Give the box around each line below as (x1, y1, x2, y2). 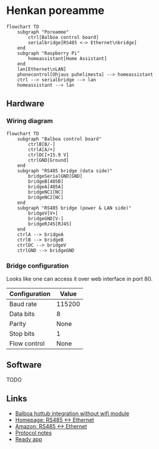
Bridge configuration (6, 262, 69, 270)
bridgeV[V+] (28, 210, 59, 216)
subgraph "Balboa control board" (17, 136, 102, 142)
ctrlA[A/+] (28, 146, 56, 152)
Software (6, 360, 42, 370)
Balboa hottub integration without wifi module (15, 410, 129, 417)
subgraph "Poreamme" (17, 29, 69, 35)
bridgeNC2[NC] (28, 194, 64, 200)
